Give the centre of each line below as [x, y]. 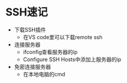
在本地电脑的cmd [44, 74]
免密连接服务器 [32, 66]
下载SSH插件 [30, 30]
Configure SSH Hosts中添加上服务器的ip [72, 59]
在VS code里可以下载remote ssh [63, 37]
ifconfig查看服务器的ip [50, 52]
